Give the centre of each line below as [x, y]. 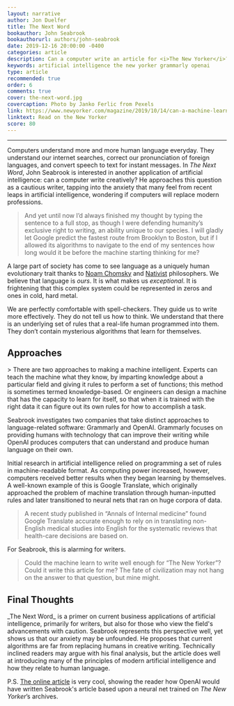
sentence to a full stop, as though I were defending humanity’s [114, 223]
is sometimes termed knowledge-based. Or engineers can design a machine [117, 392]
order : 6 [20, 85]
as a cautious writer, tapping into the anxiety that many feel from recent [110, 187]
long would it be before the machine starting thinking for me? [112, 252]
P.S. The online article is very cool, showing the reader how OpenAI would [114, 682]
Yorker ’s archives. [33, 696]
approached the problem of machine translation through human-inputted [111, 493]
